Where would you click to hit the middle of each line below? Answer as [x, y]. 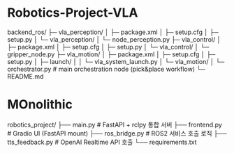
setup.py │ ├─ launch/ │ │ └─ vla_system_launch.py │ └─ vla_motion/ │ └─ [116, 61]
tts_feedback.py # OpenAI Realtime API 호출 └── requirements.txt [102, 142]
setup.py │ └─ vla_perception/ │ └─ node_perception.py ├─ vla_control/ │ [114, 39]
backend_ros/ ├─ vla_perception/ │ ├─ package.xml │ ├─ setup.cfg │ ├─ [113, 32]
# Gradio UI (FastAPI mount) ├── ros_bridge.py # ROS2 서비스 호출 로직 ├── [117, 133]
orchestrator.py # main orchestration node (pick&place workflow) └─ [107, 69]
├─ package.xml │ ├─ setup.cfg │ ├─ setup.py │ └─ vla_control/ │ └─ [108, 47]
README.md [25, 76]
